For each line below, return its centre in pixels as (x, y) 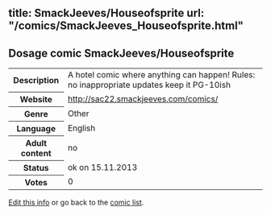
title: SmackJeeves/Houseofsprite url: (106, 13)
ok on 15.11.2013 (102, 167)
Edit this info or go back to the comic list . (76, 202)
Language (36, 128)
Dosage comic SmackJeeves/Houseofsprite (121, 53)
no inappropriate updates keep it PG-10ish (149, 85)
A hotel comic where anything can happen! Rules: (161, 75)
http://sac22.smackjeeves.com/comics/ (143, 98)
